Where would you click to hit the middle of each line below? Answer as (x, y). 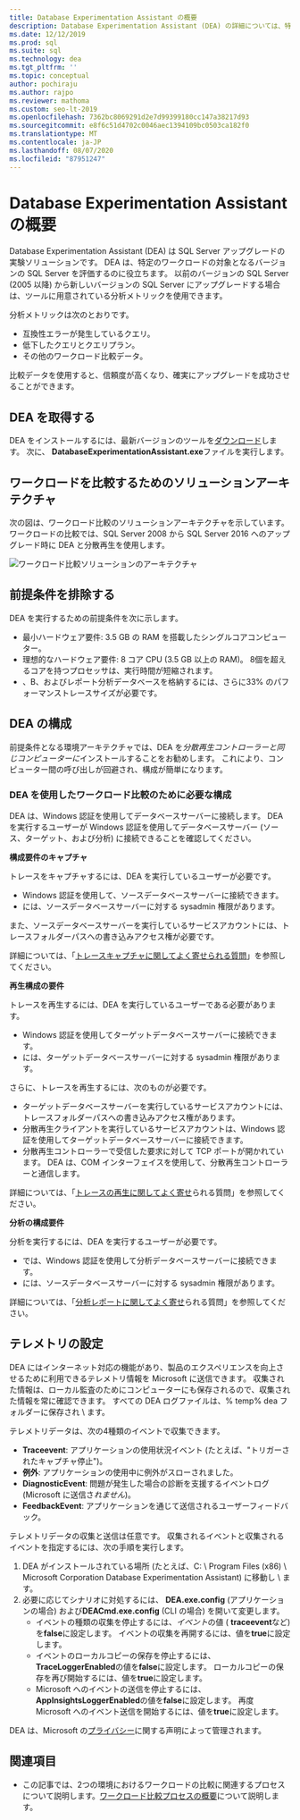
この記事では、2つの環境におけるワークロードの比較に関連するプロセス (154, 1784)
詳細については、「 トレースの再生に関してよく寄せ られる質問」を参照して (144, 1192)
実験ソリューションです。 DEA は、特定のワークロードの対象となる (132, 262)
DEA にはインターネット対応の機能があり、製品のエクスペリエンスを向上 (143, 1367)
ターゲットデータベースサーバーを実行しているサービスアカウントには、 (155, 1106)
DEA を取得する (52, 417)
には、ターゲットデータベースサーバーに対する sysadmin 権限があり (147, 1057)
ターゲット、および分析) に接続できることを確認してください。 (140, 838)
